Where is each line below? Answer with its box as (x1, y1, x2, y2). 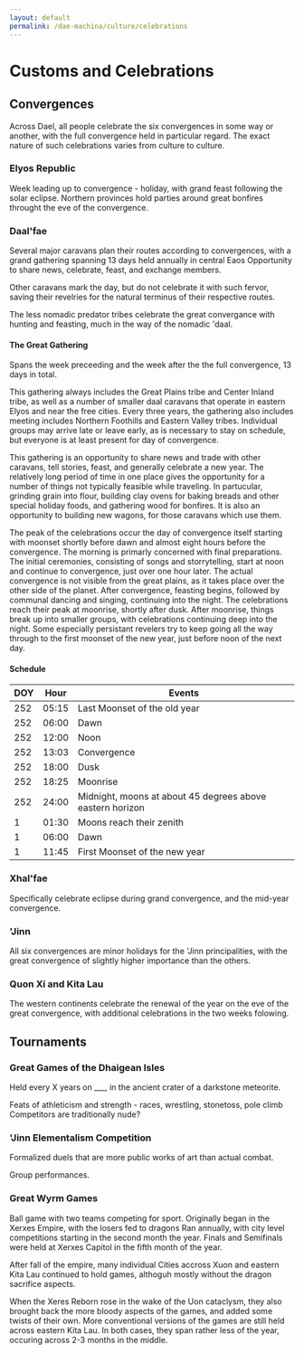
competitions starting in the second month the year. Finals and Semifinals (9, 1232, 283, 1243)
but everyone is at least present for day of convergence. (9, 435, 219, 446)
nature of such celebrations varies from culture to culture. (9, 139, 225, 150)
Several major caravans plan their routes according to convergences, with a (9, 245, 291, 256)
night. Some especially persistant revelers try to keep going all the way (9, 623, 273, 634)
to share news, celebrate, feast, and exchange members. (9, 264, 222, 276)
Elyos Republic (9, 162, 76, 175)
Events (168, 686, 199, 699)
